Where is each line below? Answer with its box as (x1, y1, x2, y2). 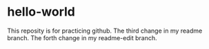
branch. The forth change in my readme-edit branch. (7, 33, 157, 42)
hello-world (7, 4, 76, 20)
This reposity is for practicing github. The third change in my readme (7, 27, 203, 35)
